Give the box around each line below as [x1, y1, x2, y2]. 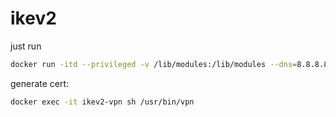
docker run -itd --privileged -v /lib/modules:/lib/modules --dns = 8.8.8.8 [10, 59, 329, 69]
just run [10, 40, 42, 52]
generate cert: [10, 77, 70, 89]
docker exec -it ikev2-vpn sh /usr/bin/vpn [10, 97, 195, 107]
